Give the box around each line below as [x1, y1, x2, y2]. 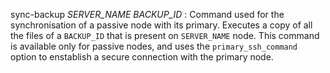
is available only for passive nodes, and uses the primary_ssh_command [10, 40, 298, 52]
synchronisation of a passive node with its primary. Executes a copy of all [10, 19, 313, 31]
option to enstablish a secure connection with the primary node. [10, 51, 274, 63]
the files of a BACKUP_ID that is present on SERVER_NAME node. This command [10, 30, 320, 41]
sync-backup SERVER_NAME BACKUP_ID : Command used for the [10, 9, 285, 20]
